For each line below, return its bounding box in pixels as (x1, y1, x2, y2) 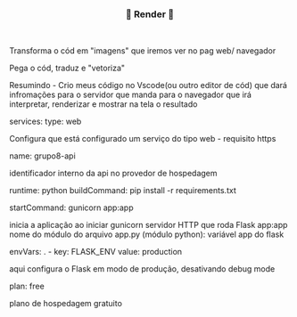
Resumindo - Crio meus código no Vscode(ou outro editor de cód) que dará (9, 80, 288, 91)
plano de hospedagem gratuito (9, 298, 123, 309)
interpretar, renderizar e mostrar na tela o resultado (9, 99, 198, 110)
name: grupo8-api (9, 150, 76, 161)
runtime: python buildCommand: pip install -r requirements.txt (9, 185, 236, 196)
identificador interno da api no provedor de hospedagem (9, 168, 218, 179)
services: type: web (9, 116, 82, 127)
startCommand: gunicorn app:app (9, 202, 134, 213)
